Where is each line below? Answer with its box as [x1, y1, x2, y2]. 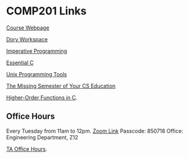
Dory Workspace [6, 35, 48, 43]
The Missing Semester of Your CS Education [6, 82, 116, 90]
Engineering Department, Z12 [6, 133, 79, 141]
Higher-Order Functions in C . [6, 94, 78, 101]
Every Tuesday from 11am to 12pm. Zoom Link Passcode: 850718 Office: [6, 127, 184, 135]
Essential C [6, 59, 34, 66]
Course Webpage [6, 24, 50, 31]
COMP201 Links [6, 4, 87, 18]
